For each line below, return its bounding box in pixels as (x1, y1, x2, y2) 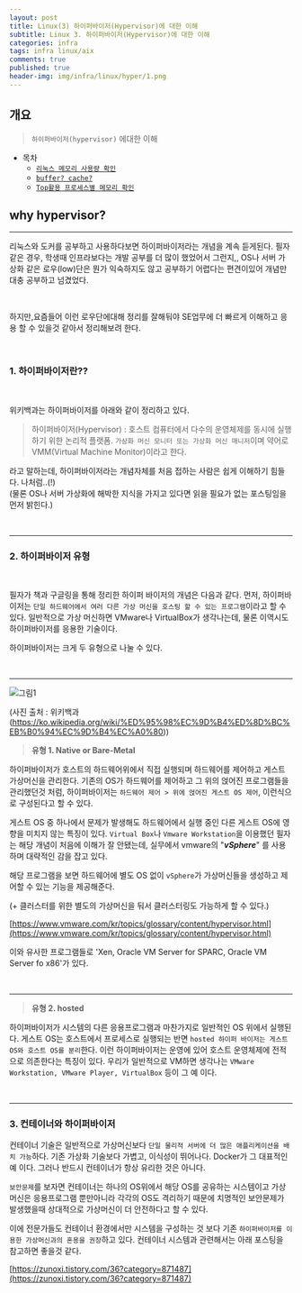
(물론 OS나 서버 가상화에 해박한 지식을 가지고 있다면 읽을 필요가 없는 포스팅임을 (9, 487, 288, 498)
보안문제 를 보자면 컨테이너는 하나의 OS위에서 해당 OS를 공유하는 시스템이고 (9, 1181, 270, 1192)
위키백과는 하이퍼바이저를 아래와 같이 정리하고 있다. (9, 405, 190, 415)
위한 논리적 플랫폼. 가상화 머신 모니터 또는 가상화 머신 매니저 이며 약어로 (48, 434, 289, 446)
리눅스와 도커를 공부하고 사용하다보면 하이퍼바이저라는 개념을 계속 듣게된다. (9, 241, 274, 252)
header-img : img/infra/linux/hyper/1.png (9, 72, 167, 81)
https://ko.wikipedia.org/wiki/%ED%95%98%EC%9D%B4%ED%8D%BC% (12, 716, 290, 727)
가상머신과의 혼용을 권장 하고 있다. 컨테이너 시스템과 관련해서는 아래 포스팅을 (25, 1234, 284, 1245)
